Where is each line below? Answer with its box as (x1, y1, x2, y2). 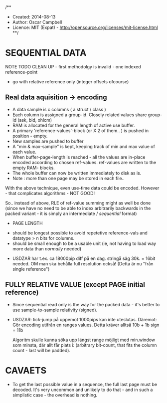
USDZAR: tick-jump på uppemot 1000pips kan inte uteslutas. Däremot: (12, 316, 157, 322)
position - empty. (12, 133, 48, 139)
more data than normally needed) (12, 245, 82, 251)
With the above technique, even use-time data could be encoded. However (5, 185, 160, 191)
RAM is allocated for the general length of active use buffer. (12, 122, 135, 128)
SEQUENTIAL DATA (5, 47, 87, 59)
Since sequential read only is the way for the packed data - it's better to (12, 301, 160, 307)
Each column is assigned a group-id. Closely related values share (12, 112, 147, 118)
